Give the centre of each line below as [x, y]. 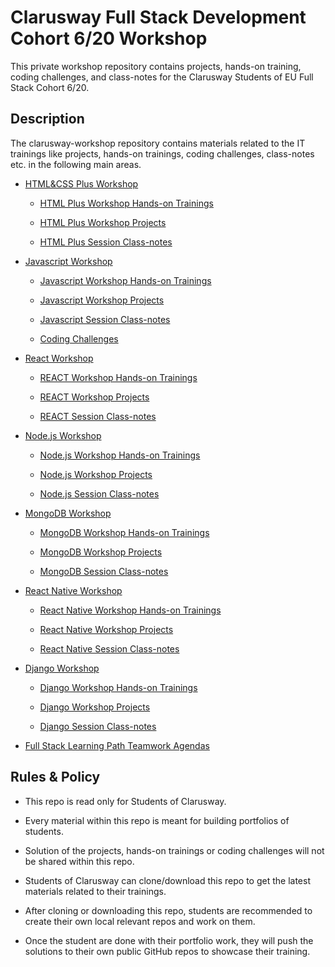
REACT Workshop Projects [94, 397]
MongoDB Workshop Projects [101, 552]
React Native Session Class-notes [109, 648]
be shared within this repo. [79, 861]
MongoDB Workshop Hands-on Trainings [124, 532]
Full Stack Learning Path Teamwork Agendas [117, 745]
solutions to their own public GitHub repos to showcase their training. [167, 951]
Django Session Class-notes [98, 726]
